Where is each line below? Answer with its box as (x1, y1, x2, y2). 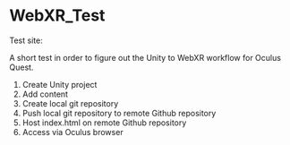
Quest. (9, 62, 34, 72)
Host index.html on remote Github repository (21, 117, 187, 128)
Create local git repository (21, 98, 119, 108)
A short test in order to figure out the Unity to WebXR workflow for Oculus (9, 52, 282, 63)
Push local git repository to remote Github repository (21, 107, 217, 118)
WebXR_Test (9, 5, 106, 26)
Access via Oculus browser (21, 126, 124, 137)
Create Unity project (21, 79, 98, 90)
